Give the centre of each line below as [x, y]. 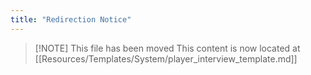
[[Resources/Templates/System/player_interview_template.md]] [166, 58]
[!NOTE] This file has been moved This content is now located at [167, 48]
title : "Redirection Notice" [71, 19]
